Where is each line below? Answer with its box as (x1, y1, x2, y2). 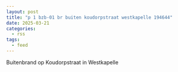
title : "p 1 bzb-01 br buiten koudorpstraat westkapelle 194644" (6, 14, 173, 20)
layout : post (6, 8, 39, 15)
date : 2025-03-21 (6, 20, 50, 26)
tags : (6, 37, 20, 43)
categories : (6, 25, 36, 32)
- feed (11, 43, 28, 49)
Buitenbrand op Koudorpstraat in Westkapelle (6, 58, 119, 66)
